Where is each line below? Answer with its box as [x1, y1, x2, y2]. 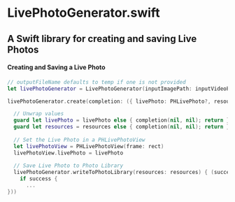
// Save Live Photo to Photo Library [13, 162, 124, 169]
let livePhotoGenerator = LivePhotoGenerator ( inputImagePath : [7, 85, 192, 92]
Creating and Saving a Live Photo [7, 63, 106, 71]
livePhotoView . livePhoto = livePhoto [13, 149, 124, 157]
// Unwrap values [13, 110, 64, 117]
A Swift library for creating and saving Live [7, 33, 197, 45]
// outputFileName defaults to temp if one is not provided [7, 78, 187, 85]
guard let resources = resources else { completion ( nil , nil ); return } [13, 124, 230, 131]
